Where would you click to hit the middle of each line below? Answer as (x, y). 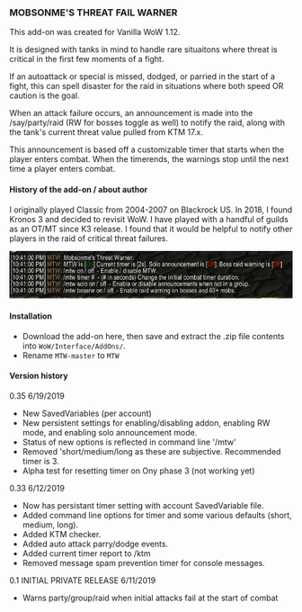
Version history (39, 376)
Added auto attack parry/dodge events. (95, 544)
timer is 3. (41, 461)
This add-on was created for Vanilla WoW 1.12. (95, 32)
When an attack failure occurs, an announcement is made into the (131, 113)
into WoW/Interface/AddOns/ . (74, 346)
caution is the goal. (44, 95)
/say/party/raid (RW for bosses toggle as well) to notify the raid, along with (147, 122)
